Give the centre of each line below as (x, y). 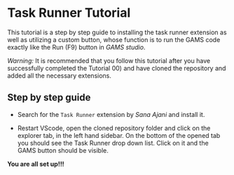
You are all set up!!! (36, 164)
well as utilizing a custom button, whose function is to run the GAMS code (114, 39)
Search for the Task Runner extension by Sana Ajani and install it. (111, 114)
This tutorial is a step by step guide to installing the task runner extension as (117, 32)
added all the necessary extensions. (60, 76)
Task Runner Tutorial (69, 13)
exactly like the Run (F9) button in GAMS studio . (76, 47)
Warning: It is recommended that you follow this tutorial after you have (109, 60)
